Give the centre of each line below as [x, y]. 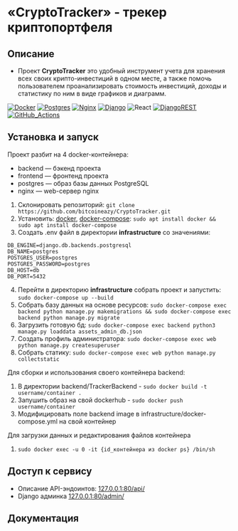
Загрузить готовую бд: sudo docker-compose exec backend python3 [116, 325]
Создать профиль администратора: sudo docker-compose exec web [117, 338]
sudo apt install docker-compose [67, 225]
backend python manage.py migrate [69, 317]
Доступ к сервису [50, 472]
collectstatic [38, 359]
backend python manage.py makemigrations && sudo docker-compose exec [124, 311]
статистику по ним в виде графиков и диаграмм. [92, 94]
